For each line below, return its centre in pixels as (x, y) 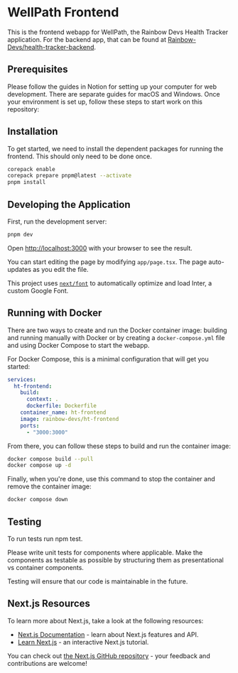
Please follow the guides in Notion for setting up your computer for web (112, 87)
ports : (30, 426)
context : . (42, 399)
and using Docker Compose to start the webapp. (79, 345)
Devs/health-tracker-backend (51, 47)
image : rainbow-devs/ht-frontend (70, 419)
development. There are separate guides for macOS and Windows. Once (114, 94)
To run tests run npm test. (45, 539)
